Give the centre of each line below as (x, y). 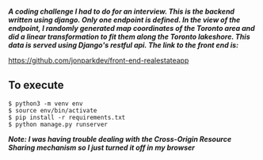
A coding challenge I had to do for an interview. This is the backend (122, 11)
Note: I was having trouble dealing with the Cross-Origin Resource (120, 139)
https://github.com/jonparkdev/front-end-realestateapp (99, 60)
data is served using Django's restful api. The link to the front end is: (124, 45)
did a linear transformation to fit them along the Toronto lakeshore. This (130, 36)
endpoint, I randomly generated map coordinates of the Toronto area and (131, 28)
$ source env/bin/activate (53, 110)
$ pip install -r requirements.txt (67, 117)
